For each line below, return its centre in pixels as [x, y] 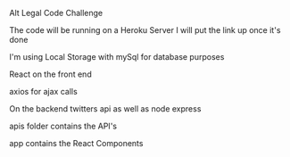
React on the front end [50, 74]
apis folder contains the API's [63, 126]
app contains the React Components [76, 143]
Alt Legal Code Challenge [56, 13]
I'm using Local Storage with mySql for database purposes [117, 57]
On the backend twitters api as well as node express [105, 109]
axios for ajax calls [43, 91]
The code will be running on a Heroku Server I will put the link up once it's [145, 30]
